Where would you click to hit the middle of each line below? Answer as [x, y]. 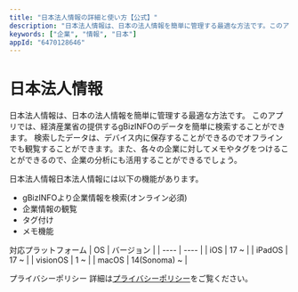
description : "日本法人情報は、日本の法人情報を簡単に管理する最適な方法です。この [146, 26]
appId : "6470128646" [48, 42]
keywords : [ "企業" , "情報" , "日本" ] [73, 34]
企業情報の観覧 [49, 209]
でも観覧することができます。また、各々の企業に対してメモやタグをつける [145, 149]
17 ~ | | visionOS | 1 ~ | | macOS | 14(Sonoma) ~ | [99, 260]
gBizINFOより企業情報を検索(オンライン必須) [105, 198]
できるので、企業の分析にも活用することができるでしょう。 [133, 160]
